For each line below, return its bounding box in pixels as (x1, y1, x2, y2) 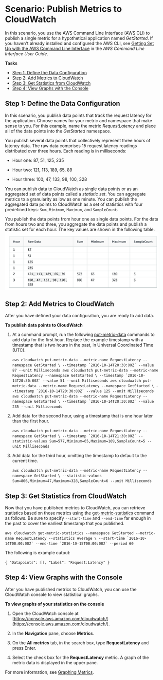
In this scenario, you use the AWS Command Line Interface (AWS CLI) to (5, 30, 150, 36)
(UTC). (12, 347, 26, 353)
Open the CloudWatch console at (12, 610, 79, 616)
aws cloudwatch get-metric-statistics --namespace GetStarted (5, 531, 134, 536)
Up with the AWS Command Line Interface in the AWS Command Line (5, 45, 145, 51)
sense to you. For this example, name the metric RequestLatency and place (5, 123, 156, 129)
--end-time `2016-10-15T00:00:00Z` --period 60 (36, 541, 134, 546)
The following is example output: (5, 550, 71, 556)
